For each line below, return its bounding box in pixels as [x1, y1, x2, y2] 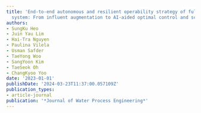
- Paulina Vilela [6, 42, 50, 48]
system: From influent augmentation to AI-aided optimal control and [11, 14, 188, 20]
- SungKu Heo [6, 25, 39, 32]
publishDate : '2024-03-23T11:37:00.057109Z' [6, 81, 119, 87]
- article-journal [6, 92, 52, 98]
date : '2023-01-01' [6, 75, 55, 81]
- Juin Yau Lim [6, 31, 44, 37]
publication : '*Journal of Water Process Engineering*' [6, 97, 148, 103]
